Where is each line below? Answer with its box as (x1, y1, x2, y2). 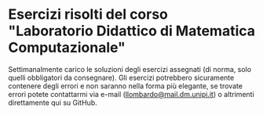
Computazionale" (8, 39, 126, 56)
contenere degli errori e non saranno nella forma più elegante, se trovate (8, 81, 243, 91)
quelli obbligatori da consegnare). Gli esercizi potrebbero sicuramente (8, 73, 235, 82)
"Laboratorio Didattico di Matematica (8, 22, 256, 40)
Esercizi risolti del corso (8, 5, 169, 23)
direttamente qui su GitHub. (8, 98, 97, 107)
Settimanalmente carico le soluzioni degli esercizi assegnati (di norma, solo (8, 64, 252, 74)
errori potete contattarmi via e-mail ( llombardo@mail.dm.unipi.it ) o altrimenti (8, 89, 255, 99)
